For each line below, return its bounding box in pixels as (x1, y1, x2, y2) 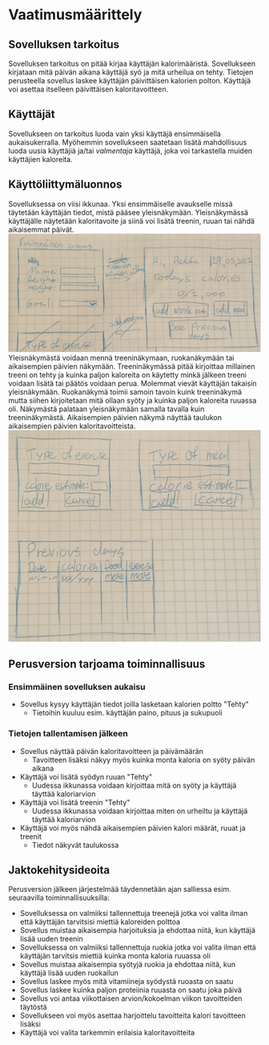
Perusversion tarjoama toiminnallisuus (8, 658, 206, 671)
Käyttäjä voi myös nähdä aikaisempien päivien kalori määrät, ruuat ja (19, 823, 246, 832)
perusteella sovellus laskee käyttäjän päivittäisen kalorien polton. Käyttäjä (8, 76, 251, 85)
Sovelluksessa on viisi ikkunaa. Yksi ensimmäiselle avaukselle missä (8, 199, 234, 209)
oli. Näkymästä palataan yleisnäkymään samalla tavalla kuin (8, 403, 205, 414)
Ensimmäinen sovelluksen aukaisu (8, 681, 146, 692)
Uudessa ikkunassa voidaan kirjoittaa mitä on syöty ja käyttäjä (31, 780, 237, 790)
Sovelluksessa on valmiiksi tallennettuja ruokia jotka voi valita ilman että (19, 942, 256, 952)
